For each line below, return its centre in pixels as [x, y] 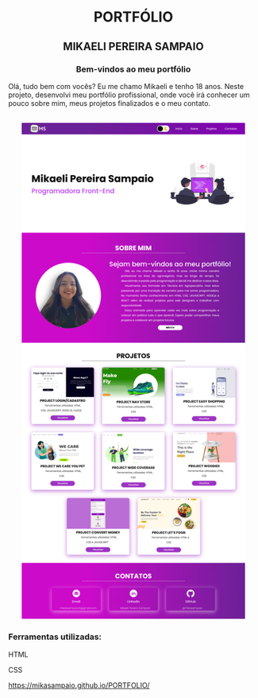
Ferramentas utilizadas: [55, 637]
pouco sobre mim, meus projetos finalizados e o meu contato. [110, 103]
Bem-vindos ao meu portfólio [133, 69]
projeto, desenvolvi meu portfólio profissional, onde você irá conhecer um [129, 95]
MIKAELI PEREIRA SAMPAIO [133, 47]
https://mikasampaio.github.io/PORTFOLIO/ [79, 685]
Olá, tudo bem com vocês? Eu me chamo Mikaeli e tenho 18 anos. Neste [126, 86]
